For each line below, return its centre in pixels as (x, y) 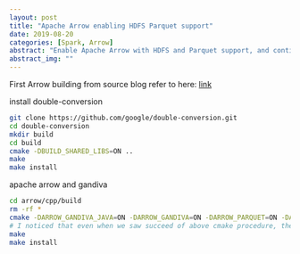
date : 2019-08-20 (42, 34)
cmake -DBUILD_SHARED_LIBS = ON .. (71, 151)
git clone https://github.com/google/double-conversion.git (124, 118)
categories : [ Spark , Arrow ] (62, 42)
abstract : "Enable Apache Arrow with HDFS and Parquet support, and (139, 51)
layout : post (33, 17)
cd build (25, 143)
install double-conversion (56, 102)
